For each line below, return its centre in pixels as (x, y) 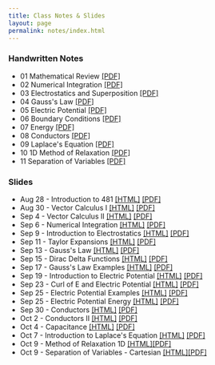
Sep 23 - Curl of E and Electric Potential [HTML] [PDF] (109, 284)
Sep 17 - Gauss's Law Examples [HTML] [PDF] (96, 267)
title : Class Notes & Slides (57, 16)
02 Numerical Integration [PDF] (71, 84)
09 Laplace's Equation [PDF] (67, 144)
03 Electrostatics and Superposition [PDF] (89, 93)
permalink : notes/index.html (57, 30)
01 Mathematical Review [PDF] (70, 76)
